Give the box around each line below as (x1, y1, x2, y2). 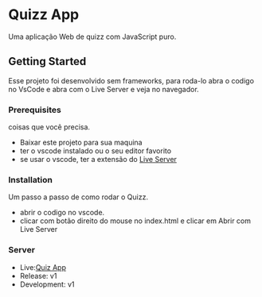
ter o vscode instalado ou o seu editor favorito (19, 146, 172, 156)
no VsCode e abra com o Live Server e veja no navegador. (8, 84, 199, 94)
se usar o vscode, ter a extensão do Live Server (19, 155, 178, 164)
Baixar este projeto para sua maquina (19, 137, 143, 148)
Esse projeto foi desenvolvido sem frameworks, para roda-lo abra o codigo (8, 75, 255, 85)
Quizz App (8, 6, 80, 24)
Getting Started (8, 55, 87, 68)
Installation (8, 174, 53, 185)
